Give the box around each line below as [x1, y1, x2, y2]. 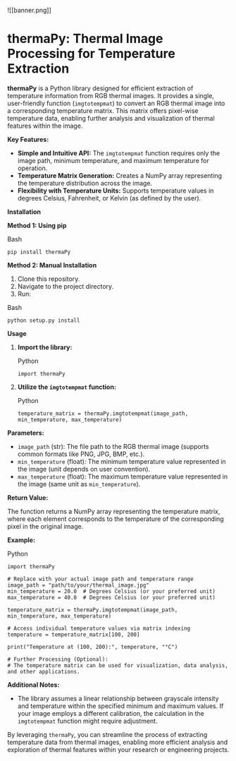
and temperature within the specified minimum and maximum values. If [17, 702, 224, 710]
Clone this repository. [17, 275, 80, 283]
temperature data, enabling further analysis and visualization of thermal [7, 114, 215, 122]
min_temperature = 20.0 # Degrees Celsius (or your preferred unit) [7, 587, 216, 595]
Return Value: [7, 493, 49, 502]
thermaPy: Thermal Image [7, 31, 163, 47]
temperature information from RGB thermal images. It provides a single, [7, 91, 215, 100]
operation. [17, 164, 48, 172]
